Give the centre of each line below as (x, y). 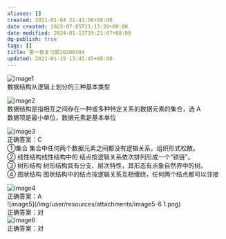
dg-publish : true (32, 39)
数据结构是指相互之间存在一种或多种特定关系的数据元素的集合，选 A (104, 109)
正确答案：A (25, 196)
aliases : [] (24, 14)
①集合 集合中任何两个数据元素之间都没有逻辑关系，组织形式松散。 (103, 148)
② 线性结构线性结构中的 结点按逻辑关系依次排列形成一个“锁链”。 (101, 157)
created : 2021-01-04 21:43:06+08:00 (60, 20)
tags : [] (20, 46)
